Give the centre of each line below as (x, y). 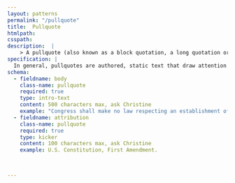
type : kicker (39, 137)
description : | (31, 46)
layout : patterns (33, 14)
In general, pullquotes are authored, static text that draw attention (120, 66)
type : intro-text (45, 98)
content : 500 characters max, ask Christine (86, 105)
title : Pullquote (34, 27)
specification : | (33, 59)
